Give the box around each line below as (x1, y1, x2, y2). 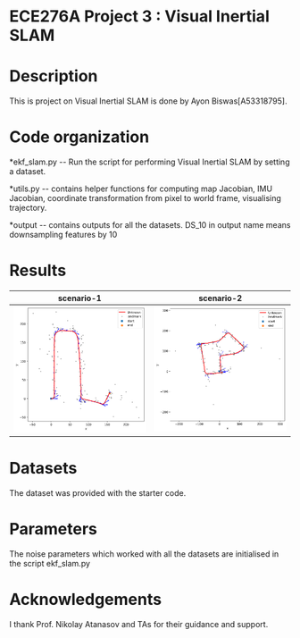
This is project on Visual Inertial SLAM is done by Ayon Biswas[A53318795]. (9, 96, 287, 106)
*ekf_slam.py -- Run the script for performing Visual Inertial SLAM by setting (9, 156, 290, 167)
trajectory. (9, 203, 47, 214)
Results (9, 261, 67, 281)
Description (9, 66, 98, 87)
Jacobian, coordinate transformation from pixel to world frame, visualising (9, 193, 281, 204)
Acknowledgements (9, 589, 162, 609)
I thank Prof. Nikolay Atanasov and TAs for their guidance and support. (9, 618, 269, 629)
